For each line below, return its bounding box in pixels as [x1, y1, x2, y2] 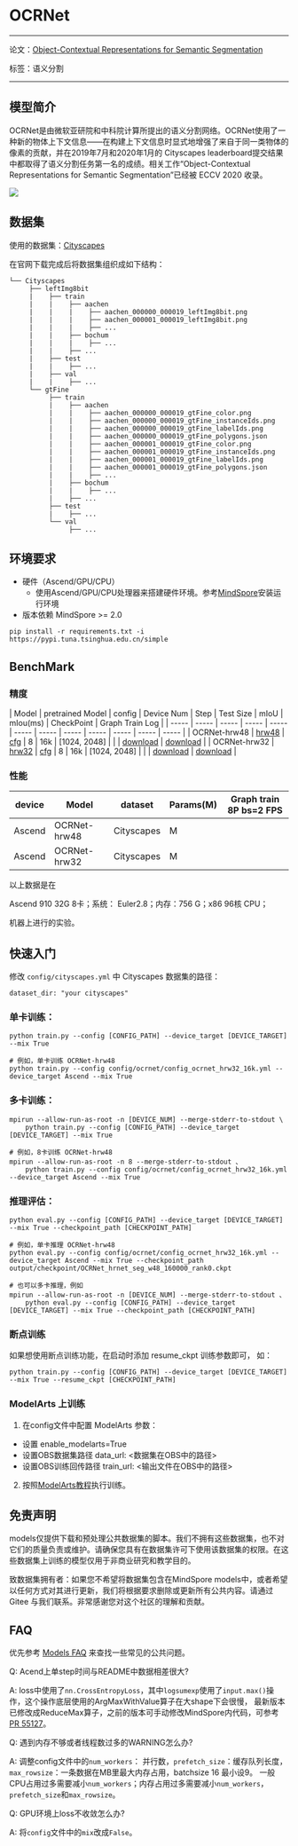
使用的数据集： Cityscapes [9, 240, 105, 250]
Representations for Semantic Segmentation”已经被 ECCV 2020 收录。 [9, 170, 268, 180]
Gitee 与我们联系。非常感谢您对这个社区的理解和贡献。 [9, 1597, 210, 1607]
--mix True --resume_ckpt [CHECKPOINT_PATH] [9, 1376, 176, 1384]
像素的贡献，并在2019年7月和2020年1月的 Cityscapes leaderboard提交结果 [9, 147, 284, 158]
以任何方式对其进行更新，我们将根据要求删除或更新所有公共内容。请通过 [9, 1585, 273, 1596]
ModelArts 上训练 [9, 1398, 86, 1410]
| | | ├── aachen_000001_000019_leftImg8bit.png [28, 315, 248, 324]
